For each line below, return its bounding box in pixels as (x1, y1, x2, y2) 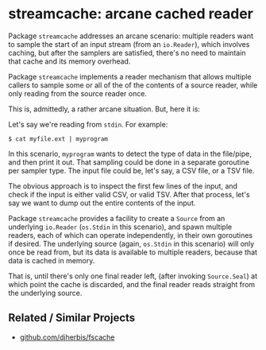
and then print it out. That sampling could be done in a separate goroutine (8, 157, 250, 167)
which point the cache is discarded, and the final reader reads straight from (8, 279, 256, 289)
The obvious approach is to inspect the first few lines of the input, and (8, 181, 238, 191)
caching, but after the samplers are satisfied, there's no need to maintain (8, 48, 246, 57)
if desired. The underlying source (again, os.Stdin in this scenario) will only (8, 239, 255, 248)
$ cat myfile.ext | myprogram (8, 134, 109, 143)
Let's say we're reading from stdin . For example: (8, 119, 168, 129)
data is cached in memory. (8, 255, 95, 265)
